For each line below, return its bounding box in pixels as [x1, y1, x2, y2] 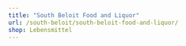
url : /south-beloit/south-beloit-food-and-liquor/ [8, 19, 179, 27]
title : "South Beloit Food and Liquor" [8, 11, 140, 19]
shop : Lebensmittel [8, 26, 73, 34]
